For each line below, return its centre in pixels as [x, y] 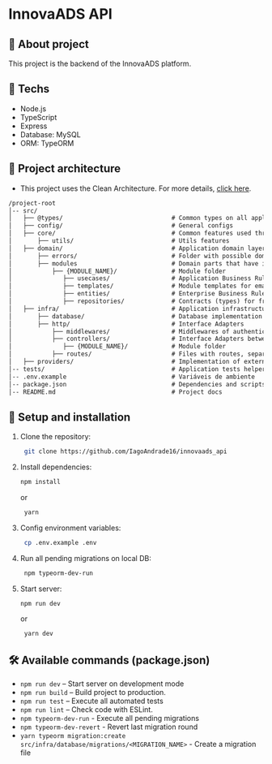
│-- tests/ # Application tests [125, 369]
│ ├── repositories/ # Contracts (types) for [132, 301]
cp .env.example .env [60, 542]
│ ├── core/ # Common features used [130, 233]
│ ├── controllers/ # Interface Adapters [126, 339]
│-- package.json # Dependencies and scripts [137, 384]
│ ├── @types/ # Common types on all [128, 218]
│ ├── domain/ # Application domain [126, 248]
